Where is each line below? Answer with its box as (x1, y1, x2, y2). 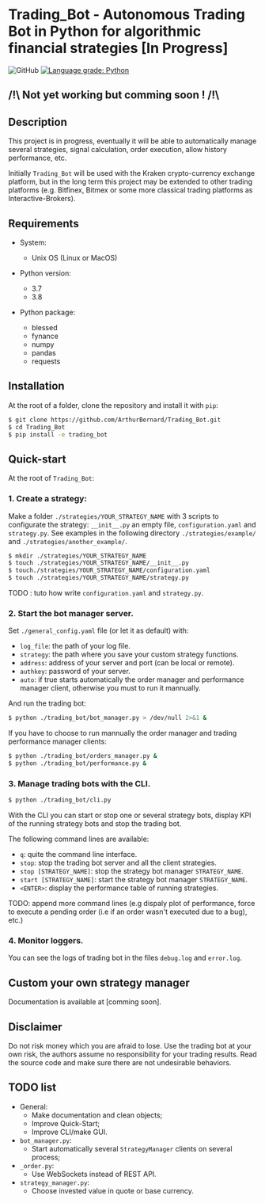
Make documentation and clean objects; (31, 1110, 163, 1120)
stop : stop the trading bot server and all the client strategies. (19, 858, 218, 868)
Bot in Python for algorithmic (8, 22, 202, 40)
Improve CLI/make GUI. (31, 1127, 108, 1136)
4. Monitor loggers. (8, 935, 84, 946)
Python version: (19, 268, 71, 278)
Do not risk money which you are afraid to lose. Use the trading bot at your (8, 1041, 252, 1051)
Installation (8, 379, 65, 393)
